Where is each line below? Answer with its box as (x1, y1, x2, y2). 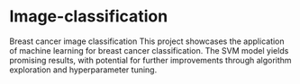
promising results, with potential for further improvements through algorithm (9, 55, 292, 65)
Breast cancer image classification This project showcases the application (9, 36, 286, 46)
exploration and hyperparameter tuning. (9, 64, 158, 75)
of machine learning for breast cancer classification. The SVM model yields (9, 45, 289, 55)
